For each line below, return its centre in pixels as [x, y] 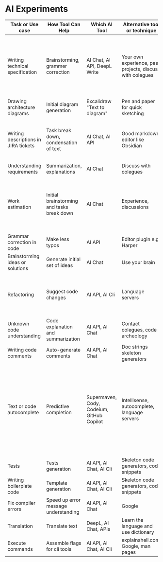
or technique [141, 30]
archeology [134, 335]
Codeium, [98, 409]
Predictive [57, 406]
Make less [57, 239]
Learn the [132, 520]
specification [22, 72]
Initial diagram [62, 104]
